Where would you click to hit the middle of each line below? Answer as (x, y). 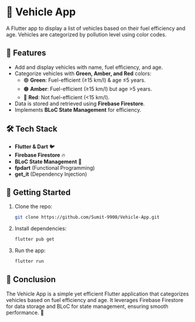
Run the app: (30, 251)
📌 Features (26, 53)
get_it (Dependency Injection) (51, 174)
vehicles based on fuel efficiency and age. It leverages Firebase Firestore (95, 300)
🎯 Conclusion (31, 279)
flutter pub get (34, 239)
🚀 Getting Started (38, 192)
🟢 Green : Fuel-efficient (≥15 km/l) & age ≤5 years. (84, 80)
